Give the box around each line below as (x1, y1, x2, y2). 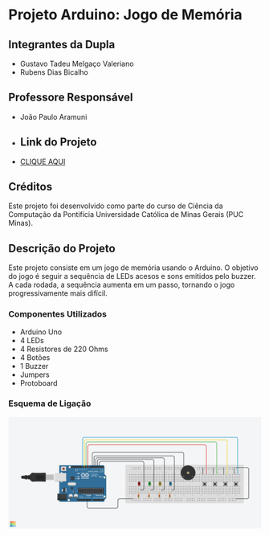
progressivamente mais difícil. (8, 288, 108, 298)
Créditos (8, 180, 53, 194)
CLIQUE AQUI (19, 157, 66, 166)
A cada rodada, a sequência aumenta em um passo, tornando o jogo (8, 280, 235, 290)
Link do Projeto (19, 135, 97, 149)
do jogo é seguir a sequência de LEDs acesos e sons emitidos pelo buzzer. (8, 272, 256, 281)
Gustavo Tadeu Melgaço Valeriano (19, 59, 134, 68)
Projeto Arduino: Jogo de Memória (8, 6, 243, 24)
